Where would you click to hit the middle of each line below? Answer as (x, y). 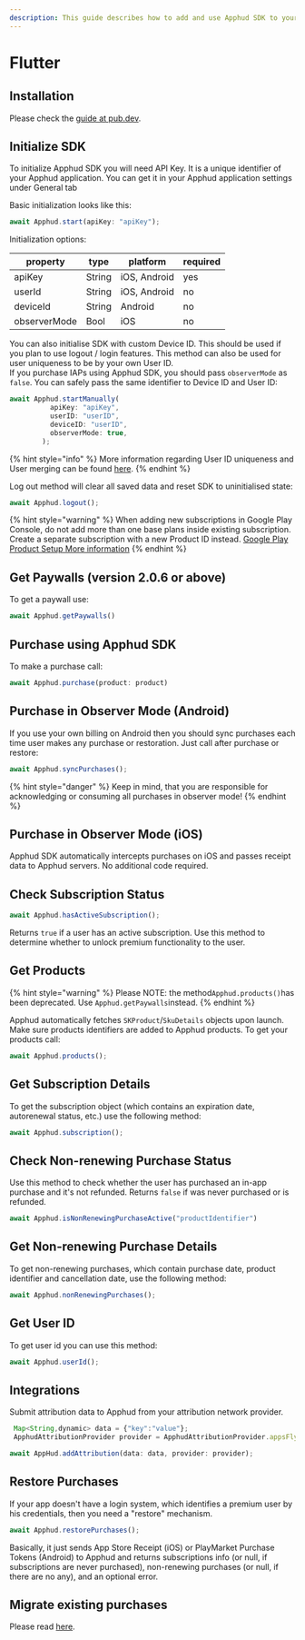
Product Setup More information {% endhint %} (98, 549)
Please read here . (42, 1626)
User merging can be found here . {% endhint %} (100, 468)
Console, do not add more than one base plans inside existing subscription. (151, 530)
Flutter (35, 62)
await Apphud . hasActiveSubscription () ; (85, 915)
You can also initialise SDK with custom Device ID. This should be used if (145, 344)
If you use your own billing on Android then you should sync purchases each (152, 733)
